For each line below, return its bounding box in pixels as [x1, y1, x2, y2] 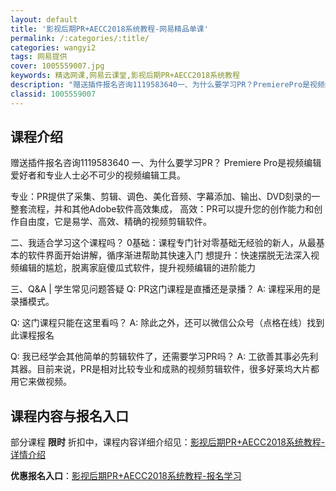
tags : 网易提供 [10, 52, 68, 62]
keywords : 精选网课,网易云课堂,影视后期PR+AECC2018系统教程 [10, 71, 240, 81]
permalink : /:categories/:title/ [10, 33, 150, 43]
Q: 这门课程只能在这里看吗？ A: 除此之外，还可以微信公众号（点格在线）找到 [10, 317, 325, 329]
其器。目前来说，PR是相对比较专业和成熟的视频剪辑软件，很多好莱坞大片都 [10, 363, 320, 375]
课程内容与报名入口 [10, 407, 129, 425]
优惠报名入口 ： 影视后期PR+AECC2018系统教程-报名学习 [10, 470, 242, 482]
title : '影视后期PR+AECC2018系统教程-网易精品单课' [10, 24, 209, 34]
